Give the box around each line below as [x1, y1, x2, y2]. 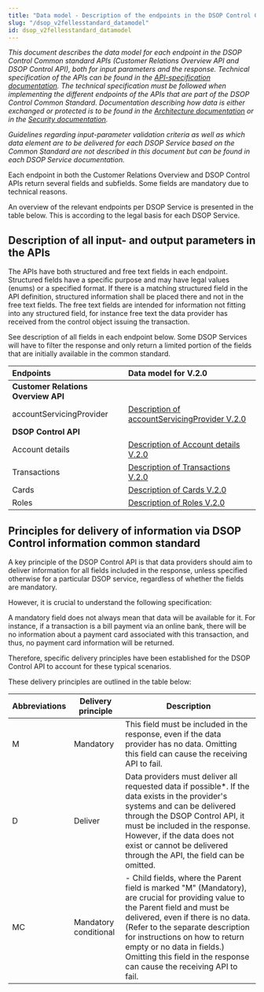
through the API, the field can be [125, 850, 245, 860]
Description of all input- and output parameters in [8, 233, 256, 247]
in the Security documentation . [8, 115, 108, 124]
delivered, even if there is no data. [125, 912, 251, 923]
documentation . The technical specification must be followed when [8, 81, 226, 91]
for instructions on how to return [125, 931, 245, 942]
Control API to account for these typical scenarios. [8, 662, 171, 671]
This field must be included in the [125, 719, 248, 730]
